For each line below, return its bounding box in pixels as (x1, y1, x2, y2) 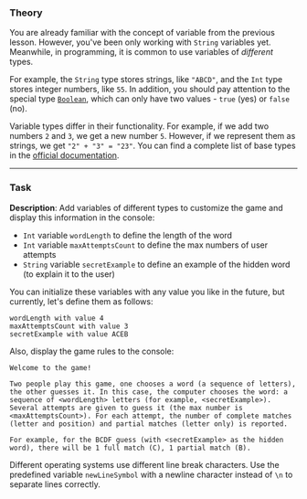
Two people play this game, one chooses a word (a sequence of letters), (9, 379, 297, 388)
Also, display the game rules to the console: (9, 345, 175, 356)
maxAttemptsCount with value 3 (9, 322, 129, 331)
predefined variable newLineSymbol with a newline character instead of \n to (9, 469, 293, 480)
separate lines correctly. (9, 478, 101, 490)
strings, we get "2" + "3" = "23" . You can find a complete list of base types (9, 140, 296, 152)
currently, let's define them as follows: (9, 295, 153, 307)
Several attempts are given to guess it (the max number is (9, 403, 244, 412)
